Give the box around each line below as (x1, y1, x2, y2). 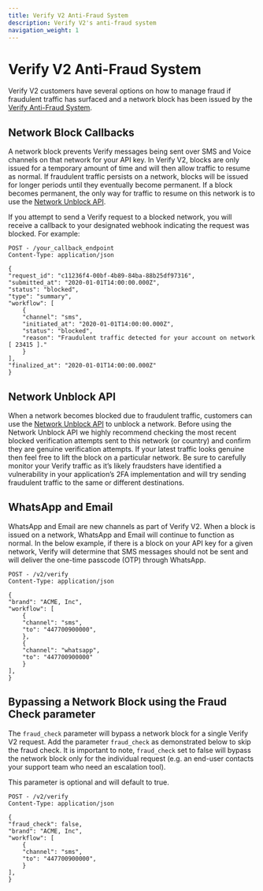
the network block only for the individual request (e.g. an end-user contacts (8, 754, 254, 763)
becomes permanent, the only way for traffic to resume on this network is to (8, 188, 256, 198)
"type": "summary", (8, 293, 72, 300)
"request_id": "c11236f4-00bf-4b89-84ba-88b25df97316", (8, 272, 195, 280)
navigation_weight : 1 (8, 26, 80, 34)
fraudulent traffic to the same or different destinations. (8, 478, 185, 487)
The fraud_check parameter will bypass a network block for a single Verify (8, 729, 249, 738)
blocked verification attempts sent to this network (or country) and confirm (8, 435, 251, 445)
